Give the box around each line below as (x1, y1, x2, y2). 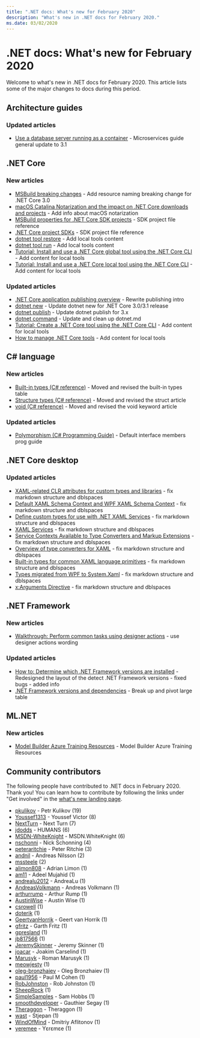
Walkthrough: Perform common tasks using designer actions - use (14, 633, 180, 640)
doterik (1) (14, 910, 40, 917)
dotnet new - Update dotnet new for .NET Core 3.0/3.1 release (14, 302, 169, 309)
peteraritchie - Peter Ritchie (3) (14, 846, 92, 853)
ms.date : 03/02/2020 (6, 20, 58, 26)
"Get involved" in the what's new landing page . (6, 796, 123, 803)
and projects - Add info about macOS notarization (14, 209, 139, 217)
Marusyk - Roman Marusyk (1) (14, 954, 90, 962)
